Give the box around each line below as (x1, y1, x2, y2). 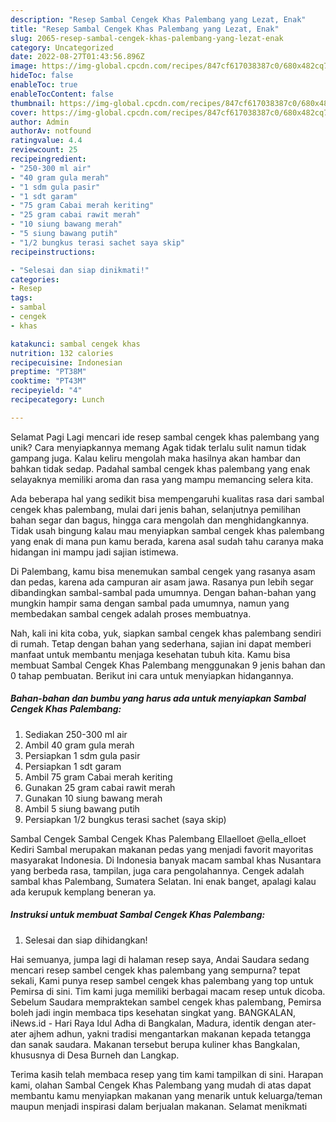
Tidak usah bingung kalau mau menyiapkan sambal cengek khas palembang (10, 524, 325, 536)
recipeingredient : (10, 154, 87, 164)
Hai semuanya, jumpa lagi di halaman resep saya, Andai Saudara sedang (10, 953, 310, 965)
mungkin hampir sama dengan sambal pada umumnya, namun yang (10, 597, 290, 609)
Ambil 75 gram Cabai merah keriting (24, 771, 173, 783)
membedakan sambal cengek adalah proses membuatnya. (10, 607, 252, 620)
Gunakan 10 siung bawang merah (24, 792, 163, 804)
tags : (10, 293, 33, 303)
